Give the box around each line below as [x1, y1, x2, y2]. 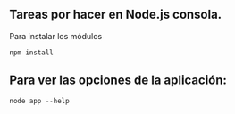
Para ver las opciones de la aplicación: [9, 73, 228, 88]
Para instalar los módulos [9, 30, 103, 41]
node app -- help [9, 96, 70, 105]
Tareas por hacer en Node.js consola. [9, 7, 222, 22]
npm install [9, 48, 54, 57]
